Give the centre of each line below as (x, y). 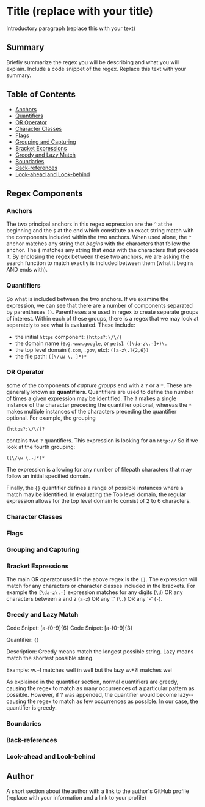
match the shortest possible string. (50, 658)
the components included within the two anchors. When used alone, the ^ (99, 237)
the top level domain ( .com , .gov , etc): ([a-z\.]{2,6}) (82, 349)
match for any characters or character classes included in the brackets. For (101, 586)
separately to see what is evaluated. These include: (71, 325)
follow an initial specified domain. (48, 476)
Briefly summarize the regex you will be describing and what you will (92, 62)
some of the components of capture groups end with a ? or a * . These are (99, 385)
